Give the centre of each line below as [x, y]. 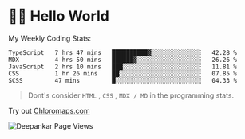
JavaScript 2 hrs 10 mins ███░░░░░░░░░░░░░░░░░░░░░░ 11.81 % [123, 67]
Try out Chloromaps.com [49, 110]
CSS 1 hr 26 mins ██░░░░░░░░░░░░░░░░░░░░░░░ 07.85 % [123, 73]
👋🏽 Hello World [59, 16]
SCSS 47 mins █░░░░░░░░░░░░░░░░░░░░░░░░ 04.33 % [123, 80]
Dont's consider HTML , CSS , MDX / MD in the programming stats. [131, 95]
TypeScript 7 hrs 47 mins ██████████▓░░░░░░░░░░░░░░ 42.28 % [123, 52]
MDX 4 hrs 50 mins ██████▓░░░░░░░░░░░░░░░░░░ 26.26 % [123, 60]
